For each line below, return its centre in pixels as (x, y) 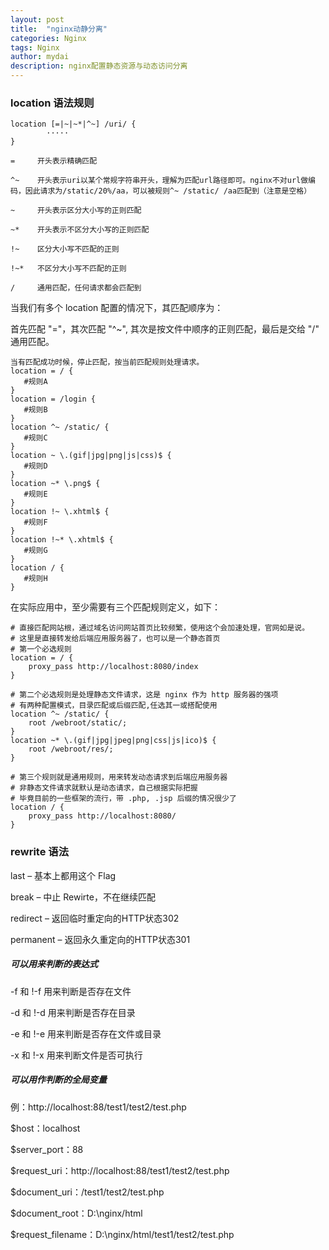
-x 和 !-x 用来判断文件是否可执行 (76, 1055)
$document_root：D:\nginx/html (76, 1213)
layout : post (37, 19)
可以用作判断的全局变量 (58, 1080)
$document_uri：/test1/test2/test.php (87, 1192)
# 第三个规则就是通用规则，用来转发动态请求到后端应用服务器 (119, 777)
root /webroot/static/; (78, 723)
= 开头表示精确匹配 (54, 161)
